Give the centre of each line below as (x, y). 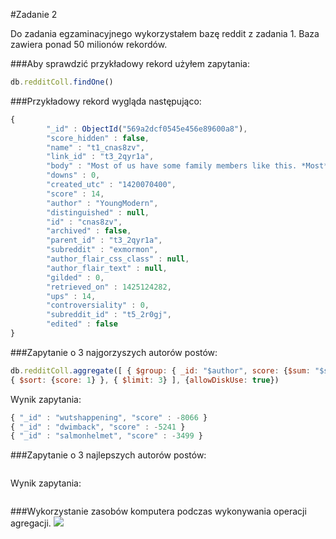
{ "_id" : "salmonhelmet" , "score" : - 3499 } (106, 436)
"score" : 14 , (75, 194)
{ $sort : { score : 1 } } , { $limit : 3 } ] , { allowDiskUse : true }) (145, 380)
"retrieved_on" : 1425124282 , (109, 287)
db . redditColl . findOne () (62, 82)
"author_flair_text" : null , (107, 268)
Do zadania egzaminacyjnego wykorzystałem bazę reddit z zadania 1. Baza (165, 33)
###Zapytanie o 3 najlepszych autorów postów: (108, 455)
